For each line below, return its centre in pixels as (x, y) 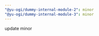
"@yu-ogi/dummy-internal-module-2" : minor (49, 10)
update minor (18, 28)
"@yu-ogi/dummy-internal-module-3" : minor (49, 14)
